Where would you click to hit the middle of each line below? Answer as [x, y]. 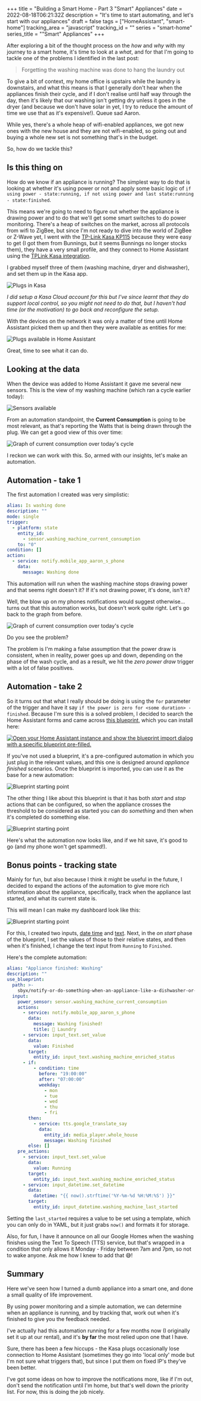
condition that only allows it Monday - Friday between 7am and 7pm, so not [99, 1249]
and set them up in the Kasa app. [47, 273]
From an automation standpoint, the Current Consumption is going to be [96, 419]
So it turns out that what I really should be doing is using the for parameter [99, 701]
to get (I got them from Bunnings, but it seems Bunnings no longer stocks [97, 243]
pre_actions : [34, 1152]
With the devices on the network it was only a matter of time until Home [95, 321]
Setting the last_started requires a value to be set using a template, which [99, 1218]
